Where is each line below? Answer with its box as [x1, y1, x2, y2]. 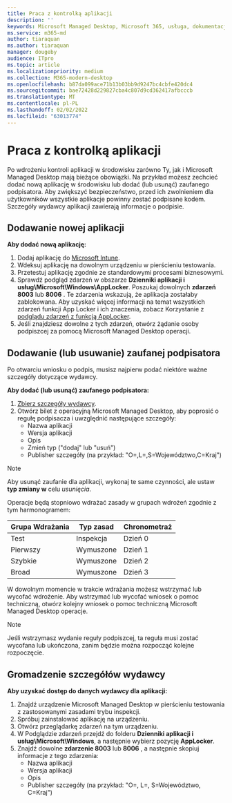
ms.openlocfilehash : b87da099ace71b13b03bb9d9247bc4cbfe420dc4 [7, 81, 193, 88]
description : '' [7, 17, 54, 23]
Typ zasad [79, 522, 114, 532]
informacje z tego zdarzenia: [17, 752, 99, 760]
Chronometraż [123, 522, 173, 532]
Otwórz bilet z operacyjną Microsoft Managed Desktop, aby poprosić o [17, 407, 219, 415]
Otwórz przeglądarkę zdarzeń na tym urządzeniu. [17, 722, 159, 731]
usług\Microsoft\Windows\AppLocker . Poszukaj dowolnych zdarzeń [17, 283, 216, 291]
